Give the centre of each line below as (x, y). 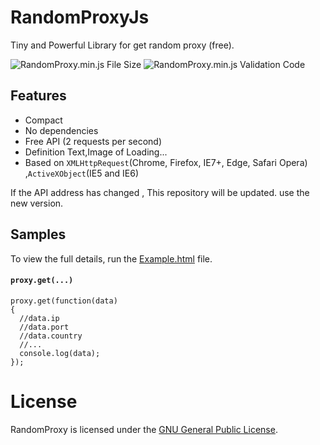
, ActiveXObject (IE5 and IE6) (82, 173)
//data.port (44, 327)
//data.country (51, 336)
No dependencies (61, 130)
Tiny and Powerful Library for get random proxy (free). (122, 45)
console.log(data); (60, 353)
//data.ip (39, 318)
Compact (43, 120)
